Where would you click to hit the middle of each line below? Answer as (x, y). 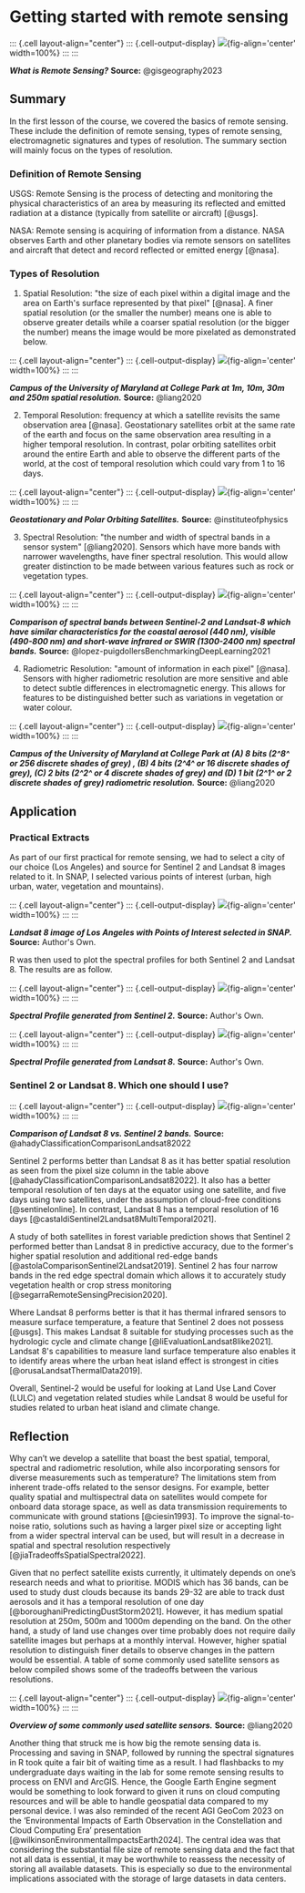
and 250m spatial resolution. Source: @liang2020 (106, 397)
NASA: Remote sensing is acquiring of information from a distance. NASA (147, 231)
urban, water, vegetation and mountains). (87, 887)
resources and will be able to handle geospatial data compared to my (139, 1801)
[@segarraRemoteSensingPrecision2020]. (89, 1295)
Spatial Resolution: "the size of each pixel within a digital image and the (156, 293)
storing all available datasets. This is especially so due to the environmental (151, 1869)
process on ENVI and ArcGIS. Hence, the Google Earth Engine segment (143, 1782)
